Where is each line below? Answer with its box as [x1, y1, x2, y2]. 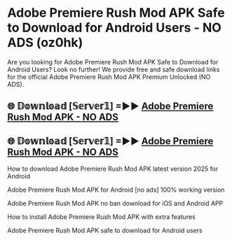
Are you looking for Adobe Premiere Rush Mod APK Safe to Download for [7, 57, 219, 66]
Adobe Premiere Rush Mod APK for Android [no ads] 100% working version [7, 185, 226, 194]
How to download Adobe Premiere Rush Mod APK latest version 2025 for [7, 164, 219, 173]
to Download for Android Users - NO [7, 20, 222, 36]
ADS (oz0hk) [7, 35, 83, 50]
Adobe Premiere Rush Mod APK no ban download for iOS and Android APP [7, 199, 224, 208]
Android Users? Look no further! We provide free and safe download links [7, 65, 220, 73]
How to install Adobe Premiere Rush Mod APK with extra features [7, 213, 196, 221]
